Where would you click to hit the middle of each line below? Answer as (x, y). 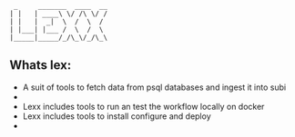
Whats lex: (41, 65)
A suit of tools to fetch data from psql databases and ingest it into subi (154, 87)
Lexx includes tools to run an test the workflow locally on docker (143, 106)
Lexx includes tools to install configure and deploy (117, 116)
